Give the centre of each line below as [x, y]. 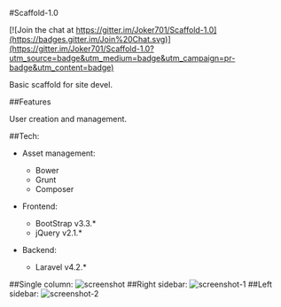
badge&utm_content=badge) [62, 67]
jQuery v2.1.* [59, 233]
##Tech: [24, 136]
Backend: [39, 250]
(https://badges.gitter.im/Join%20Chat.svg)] [90, 39]
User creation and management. [68, 119]
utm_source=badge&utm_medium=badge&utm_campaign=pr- [122, 58]
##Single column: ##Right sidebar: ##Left [141, 284]
